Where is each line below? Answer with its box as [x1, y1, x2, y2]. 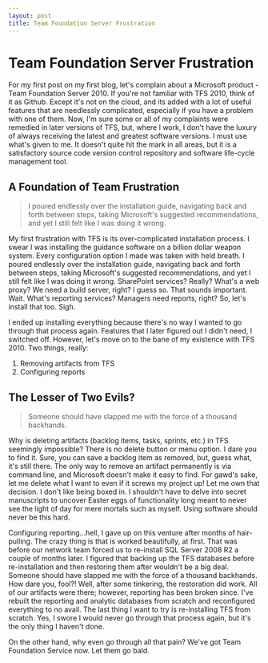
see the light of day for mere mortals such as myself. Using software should [8, 504, 258, 514]
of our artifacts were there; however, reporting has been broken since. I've [8, 588, 254, 597]
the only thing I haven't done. [8, 622, 105, 632]
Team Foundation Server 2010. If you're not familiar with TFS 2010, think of [8, 89, 255, 99]
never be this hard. [8, 512, 70, 522]
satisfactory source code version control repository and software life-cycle [8, 148, 255, 158]
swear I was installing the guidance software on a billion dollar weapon [8, 242, 242, 253]
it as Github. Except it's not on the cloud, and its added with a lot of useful [8, 97, 252, 107]
